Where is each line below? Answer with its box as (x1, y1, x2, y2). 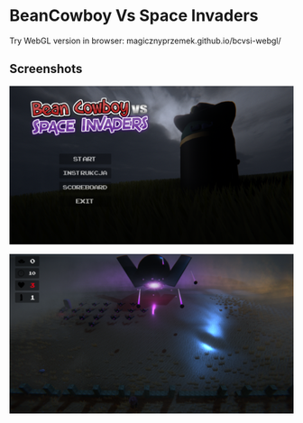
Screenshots (9, 61, 83, 77)
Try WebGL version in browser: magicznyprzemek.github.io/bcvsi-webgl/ (9, 35, 281, 46)
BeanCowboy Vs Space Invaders (9, 5, 259, 26)
